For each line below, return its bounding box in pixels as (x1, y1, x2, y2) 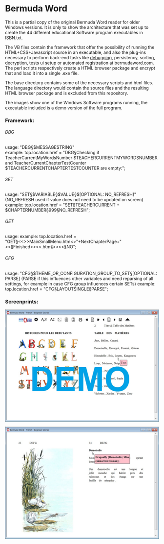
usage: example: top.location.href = (5, 234, 77, 239)
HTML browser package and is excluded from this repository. (5, 90, 128, 96)
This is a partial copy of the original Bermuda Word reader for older (5, 19, 140, 25)
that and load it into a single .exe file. (5, 70, 79, 76)
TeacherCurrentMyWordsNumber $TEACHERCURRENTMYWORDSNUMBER (5, 155, 158, 161)
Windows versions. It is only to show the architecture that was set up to (5, 24, 149, 30)
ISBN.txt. (5, 35, 23, 41)
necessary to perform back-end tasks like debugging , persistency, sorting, (5, 54, 155, 60)
